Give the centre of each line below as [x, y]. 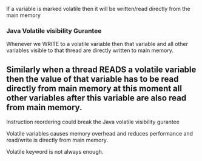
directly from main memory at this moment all [94, 88]
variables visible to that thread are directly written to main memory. [90, 50]
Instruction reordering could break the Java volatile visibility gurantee [93, 122]
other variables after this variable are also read [96, 98]
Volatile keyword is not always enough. [55, 152]
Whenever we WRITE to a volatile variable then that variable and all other [97, 44]
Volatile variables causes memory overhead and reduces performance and [99, 134]
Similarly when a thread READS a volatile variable [101, 69]
